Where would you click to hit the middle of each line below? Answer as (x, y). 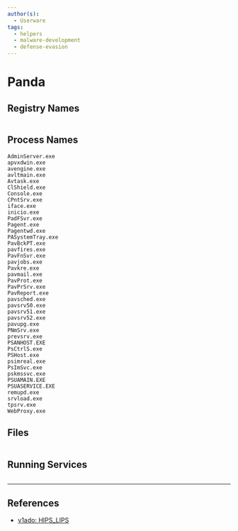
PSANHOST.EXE (27, 343)
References (33, 503)
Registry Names (44, 108)
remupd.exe (23, 392)
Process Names (43, 140)
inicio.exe (23, 212)
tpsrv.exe (22, 405)
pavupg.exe (23, 324)
